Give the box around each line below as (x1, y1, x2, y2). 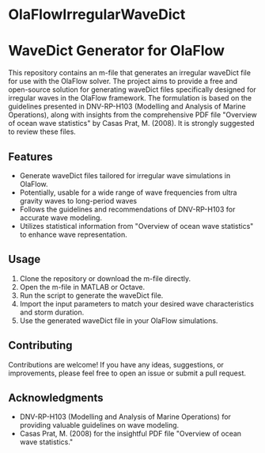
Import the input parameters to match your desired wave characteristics (19, 299, 255, 308)
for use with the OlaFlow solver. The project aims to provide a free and (8, 77, 238, 86)
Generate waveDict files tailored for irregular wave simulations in (19, 170, 231, 180)
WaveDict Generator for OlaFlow (8, 42, 225, 60)
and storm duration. (19, 307, 85, 317)
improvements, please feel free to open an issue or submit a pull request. (8, 368, 247, 378)
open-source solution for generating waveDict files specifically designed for (8, 85, 257, 94)
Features (8, 150, 53, 163)
